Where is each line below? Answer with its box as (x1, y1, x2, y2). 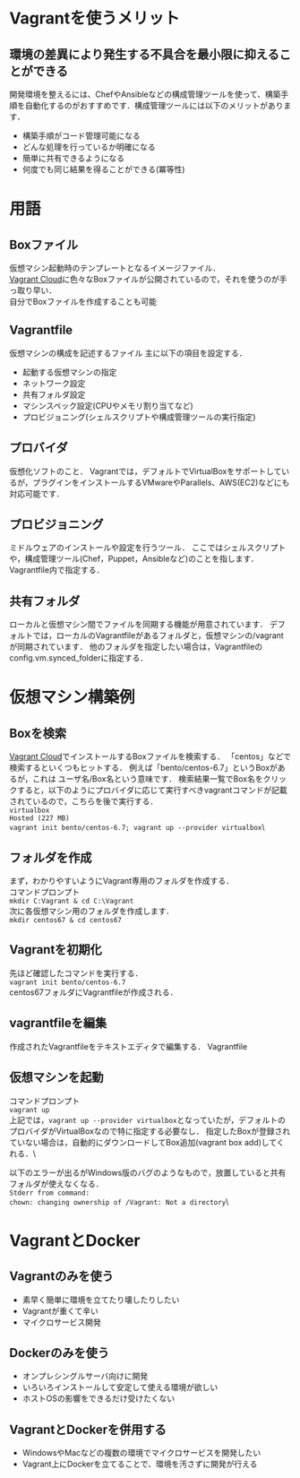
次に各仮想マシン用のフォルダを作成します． (9, 906, 175, 917)
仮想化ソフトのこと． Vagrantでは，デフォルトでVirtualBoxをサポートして (9, 465, 282, 476)
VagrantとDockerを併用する (9, 1422, 167, 1437)
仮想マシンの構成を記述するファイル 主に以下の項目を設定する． (9, 347, 247, 359)
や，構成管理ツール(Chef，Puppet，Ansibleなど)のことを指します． (9, 553, 259, 565)
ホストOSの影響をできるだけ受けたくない (21, 1393, 176, 1404)
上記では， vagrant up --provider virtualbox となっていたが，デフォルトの (9, 1114, 287, 1125)
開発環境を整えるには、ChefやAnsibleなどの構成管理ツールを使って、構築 (9, 89, 281, 99)
